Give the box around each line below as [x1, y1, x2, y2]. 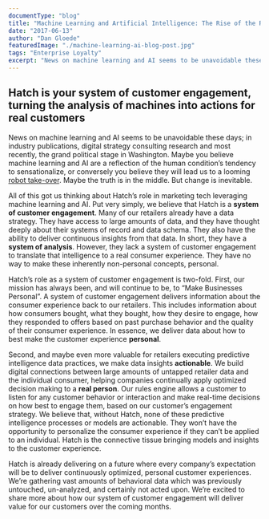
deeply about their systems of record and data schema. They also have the [8, 225, 256, 234]
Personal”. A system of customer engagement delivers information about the [8, 291, 261, 301]
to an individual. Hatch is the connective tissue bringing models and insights [8, 435, 259, 444]
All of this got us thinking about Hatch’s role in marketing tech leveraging [8, 190, 248, 201]
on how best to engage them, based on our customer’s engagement [8, 400, 233, 410]
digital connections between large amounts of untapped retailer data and [8, 367, 249, 376]
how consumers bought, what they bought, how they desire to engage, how [8, 308, 259, 318]
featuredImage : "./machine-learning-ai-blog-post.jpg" [8, 42, 195, 50]
